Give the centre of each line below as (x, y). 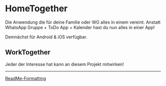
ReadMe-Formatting (25, 78)
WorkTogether (28, 52)
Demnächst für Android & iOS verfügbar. (46, 37)
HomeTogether (37, 9)
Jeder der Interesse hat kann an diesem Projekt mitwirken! (65, 64)
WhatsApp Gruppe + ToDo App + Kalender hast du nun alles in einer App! (80, 27)
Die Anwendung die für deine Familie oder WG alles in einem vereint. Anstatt (83, 22)
